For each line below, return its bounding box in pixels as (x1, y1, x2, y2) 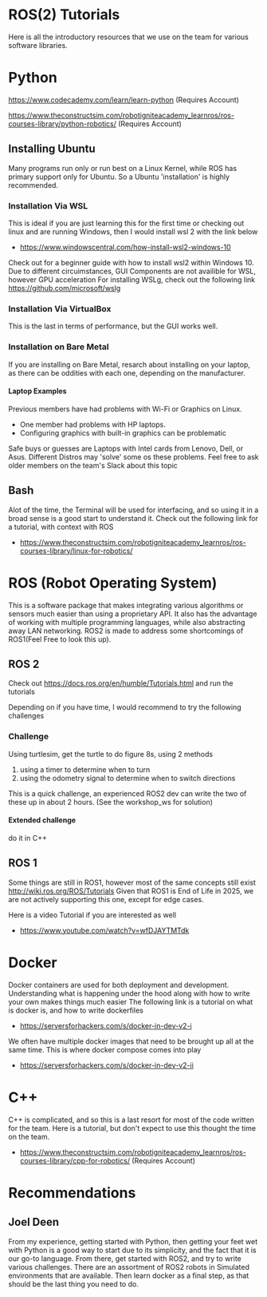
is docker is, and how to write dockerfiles (8, 1005, 143, 1015)
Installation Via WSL (8, 200, 88, 211)
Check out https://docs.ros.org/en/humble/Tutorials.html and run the (8, 678, 234, 688)
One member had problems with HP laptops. (19, 420, 166, 429)
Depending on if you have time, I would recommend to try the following (8, 702, 241, 712)
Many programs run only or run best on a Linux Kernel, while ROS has (8, 163, 238, 173)
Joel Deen (8, 1215, 60, 1229)
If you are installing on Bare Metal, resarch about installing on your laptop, (8, 360, 251, 369)
